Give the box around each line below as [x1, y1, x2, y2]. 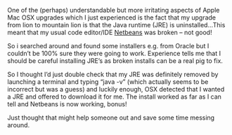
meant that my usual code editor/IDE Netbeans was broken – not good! [7, 28, 212, 36]
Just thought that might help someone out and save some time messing [7, 113, 215, 122]
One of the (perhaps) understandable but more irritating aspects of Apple [7, 6, 220, 14]
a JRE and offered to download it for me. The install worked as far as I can [7, 92, 221, 101]
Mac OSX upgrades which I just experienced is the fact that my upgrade [7, 13, 217, 22]
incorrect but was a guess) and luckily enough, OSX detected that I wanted [7, 85, 225, 93]
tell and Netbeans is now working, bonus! [7, 100, 128, 108]
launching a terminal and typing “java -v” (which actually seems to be [7, 78, 209, 86]
